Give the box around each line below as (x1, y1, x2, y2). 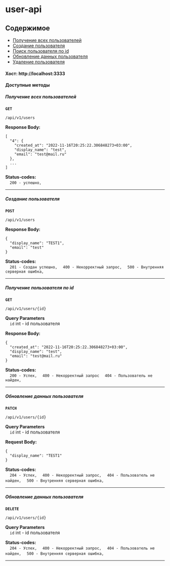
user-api (5, 4, 42, 15)
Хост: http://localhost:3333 (5, 70, 65, 77)
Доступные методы (5, 82, 50, 88)
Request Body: (5, 439, 37, 445)
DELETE (5, 507, 19, 512)
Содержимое (5, 24, 50, 32)
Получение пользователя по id (5, 284, 74, 290)
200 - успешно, (10, 180, 42, 186)
